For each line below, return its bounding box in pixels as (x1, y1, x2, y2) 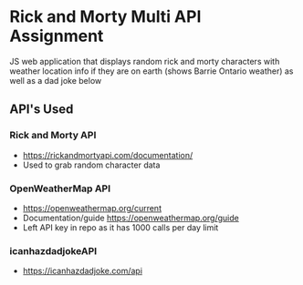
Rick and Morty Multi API (9, 6, 202, 27)
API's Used (9, 102, 74, 117)
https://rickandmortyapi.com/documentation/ (22, 149, 193, 160)
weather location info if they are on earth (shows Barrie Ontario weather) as (9, 66, 294, 76)
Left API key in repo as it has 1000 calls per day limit (22, 221, 219, 233)
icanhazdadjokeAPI (9, 244, 98, 257)
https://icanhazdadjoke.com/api (22, 266, 143, 277)
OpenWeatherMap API (9, 182, 111, 195)
